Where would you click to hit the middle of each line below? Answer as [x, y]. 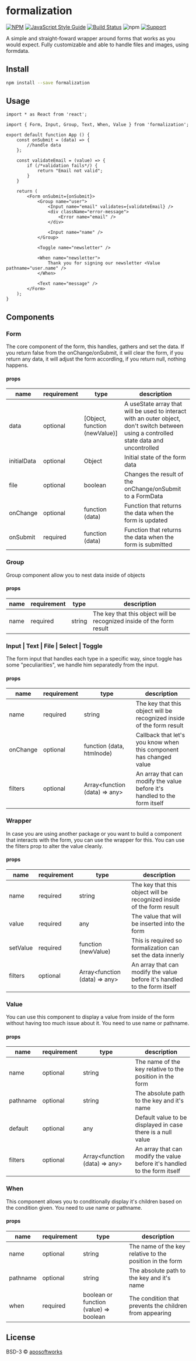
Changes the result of [154, 474]
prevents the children [158, 1305]
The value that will [156, 916]
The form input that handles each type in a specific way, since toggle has [94, 659]
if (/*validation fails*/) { [62, 166]
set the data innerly [158, 955]
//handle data [44, 145]
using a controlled [149, 433]
